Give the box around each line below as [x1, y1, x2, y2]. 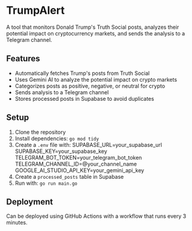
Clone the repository [14, 128, 66, 136]
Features [6, 53, 40, 64]
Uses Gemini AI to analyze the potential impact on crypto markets [14, 76, 178, 83]
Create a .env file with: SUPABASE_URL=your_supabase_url [14, 141, 162, 148]
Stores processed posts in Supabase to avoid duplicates [14, 95, 154, 102]
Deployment [6, 196, 53, 207]
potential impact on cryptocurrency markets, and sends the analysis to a [6, 29, 185, 37]
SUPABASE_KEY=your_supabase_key [14, 148, 107, 155]
